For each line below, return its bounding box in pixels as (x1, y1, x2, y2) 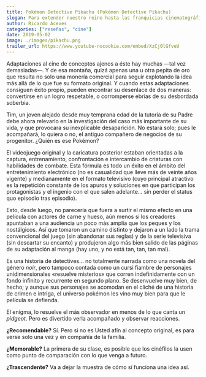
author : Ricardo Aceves (6, 20, 67, 26)
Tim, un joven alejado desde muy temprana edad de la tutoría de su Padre (6, 111, 193, 118)
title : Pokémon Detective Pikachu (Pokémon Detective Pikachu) (6, 9, 172, 15)
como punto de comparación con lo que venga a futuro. (6, 351, 148, 359)
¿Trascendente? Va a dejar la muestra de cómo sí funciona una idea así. (6, 363, 189, 371)
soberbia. (6, 99, 31, 106)
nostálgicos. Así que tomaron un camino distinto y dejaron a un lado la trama (6, 226, 200, 233)
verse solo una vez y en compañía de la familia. (6, 333, 126, 340)
